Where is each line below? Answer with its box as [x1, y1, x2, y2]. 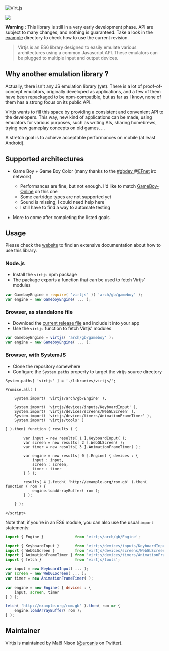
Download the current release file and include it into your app [12, 320, 140, 326]
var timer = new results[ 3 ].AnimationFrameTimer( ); [23, 444, 141, 449]
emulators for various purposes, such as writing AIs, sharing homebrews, [5, 119, 157, 125]
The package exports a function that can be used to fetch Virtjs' [12, 277, 145, 283]
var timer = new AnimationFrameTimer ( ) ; [5, 575, 94, 581]
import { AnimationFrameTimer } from [5, 553, 84, 558]
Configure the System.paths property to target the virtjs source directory [12, 368, 162, 375]
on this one [34, 188, 58, 194]
